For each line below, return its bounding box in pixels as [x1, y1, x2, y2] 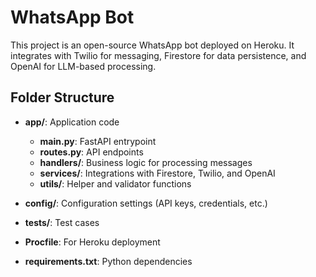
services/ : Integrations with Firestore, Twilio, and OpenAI [39, 167, 276, 179]
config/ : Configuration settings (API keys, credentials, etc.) [24, 197, 268, 209]
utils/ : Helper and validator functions [39, 177, 192, 190]
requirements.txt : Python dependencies [24, 255, 193, 267]
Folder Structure [10, 89, 115, 106]
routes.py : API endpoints [39, 146, 144, 158]
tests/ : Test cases [24, 216, 100, 228]
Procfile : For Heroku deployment [24, 236, 161, 248]
